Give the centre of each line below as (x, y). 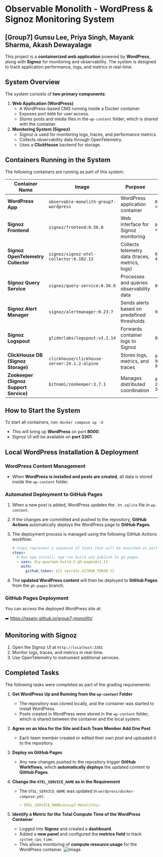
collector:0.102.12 (71, 259)
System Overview (33, 82)
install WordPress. (37, 709)
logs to (128, 341)
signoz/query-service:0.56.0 (82, 285)
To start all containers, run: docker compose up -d (54, 422)
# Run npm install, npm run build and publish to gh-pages (78, 557)
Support (17, 387)
